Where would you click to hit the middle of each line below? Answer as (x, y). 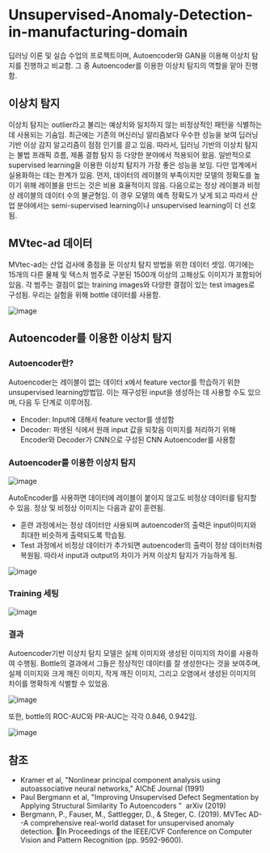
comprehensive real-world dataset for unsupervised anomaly (132, 822)
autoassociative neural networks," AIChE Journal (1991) (112, 788)
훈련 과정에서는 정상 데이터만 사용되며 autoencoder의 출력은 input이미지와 (138, 525)
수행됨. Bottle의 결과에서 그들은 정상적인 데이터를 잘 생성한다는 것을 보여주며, (138, 663)
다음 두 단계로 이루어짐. (56, 402)
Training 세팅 (34, 594)
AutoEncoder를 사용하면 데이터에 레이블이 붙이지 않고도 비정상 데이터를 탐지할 (133, 498)
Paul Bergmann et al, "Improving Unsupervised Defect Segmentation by (139, 796)
